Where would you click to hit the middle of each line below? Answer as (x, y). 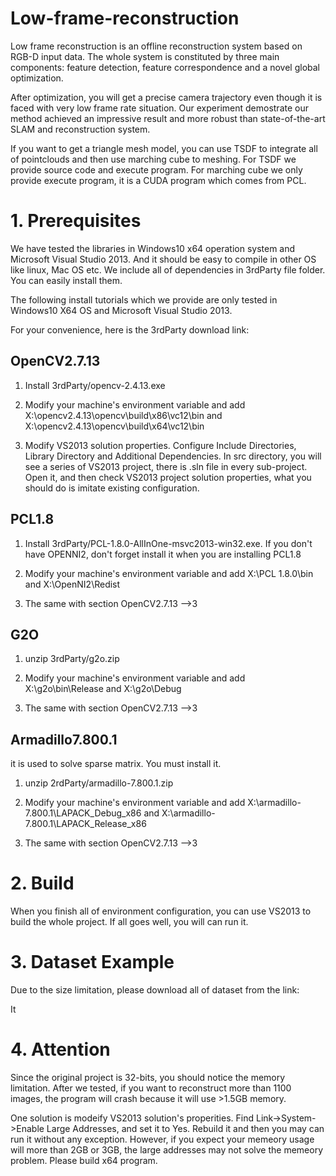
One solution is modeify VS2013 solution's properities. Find (132, 1118)
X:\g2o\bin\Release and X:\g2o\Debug (103, 689)
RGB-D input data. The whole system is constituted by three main (145, 56)
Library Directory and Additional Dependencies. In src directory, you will (173, 456)
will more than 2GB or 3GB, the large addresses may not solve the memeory (167, 1149)
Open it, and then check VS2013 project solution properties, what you (168, 477)
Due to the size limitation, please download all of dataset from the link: (155, 990)
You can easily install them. (66, 280)
